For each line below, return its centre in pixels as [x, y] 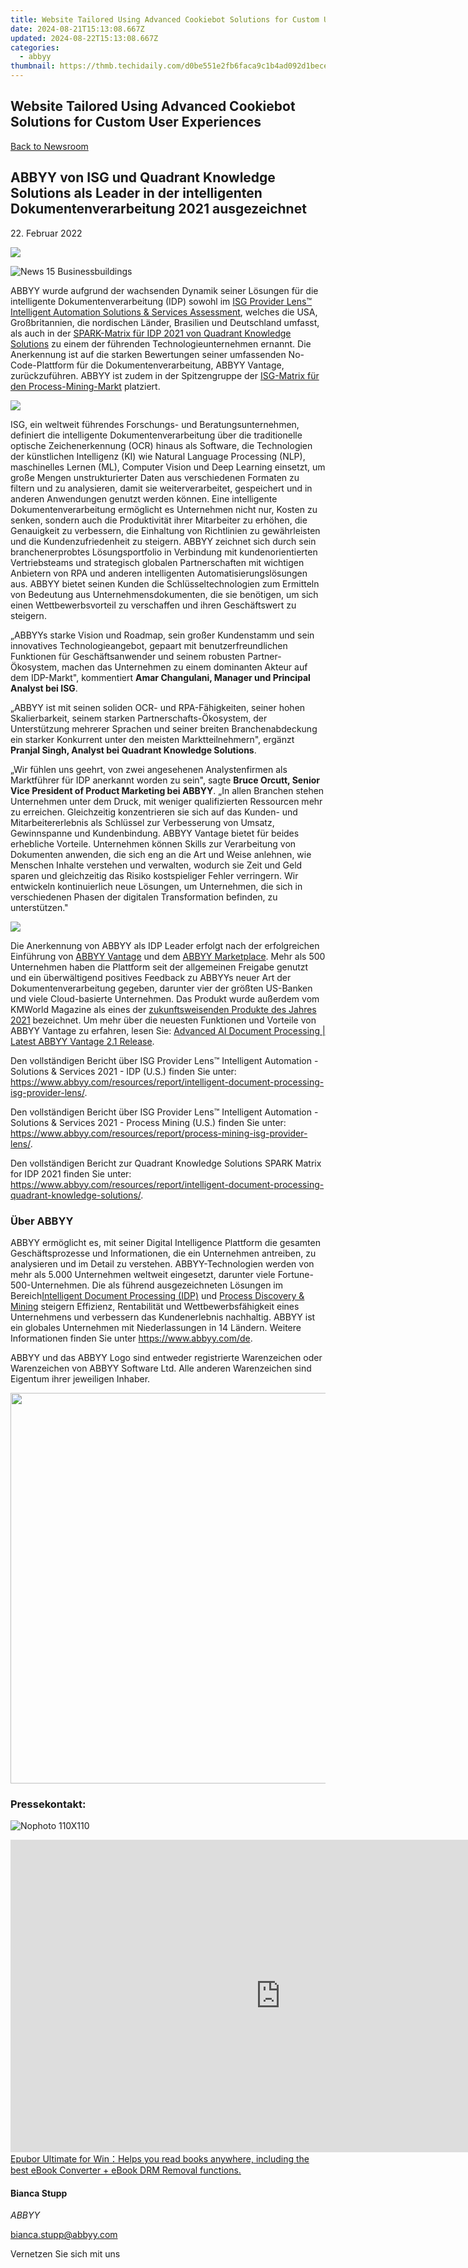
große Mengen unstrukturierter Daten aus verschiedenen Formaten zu [155, 477]
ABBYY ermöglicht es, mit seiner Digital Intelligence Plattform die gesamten [165, 1242]
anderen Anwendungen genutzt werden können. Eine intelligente [144, 498]
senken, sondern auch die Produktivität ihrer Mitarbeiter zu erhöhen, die [159, 520]
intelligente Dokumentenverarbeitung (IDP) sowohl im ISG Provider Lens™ [161, 301]
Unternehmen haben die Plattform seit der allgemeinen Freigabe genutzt [159, 967]
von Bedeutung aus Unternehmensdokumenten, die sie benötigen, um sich [164, 594]
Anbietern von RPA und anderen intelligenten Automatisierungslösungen [159, 573]
